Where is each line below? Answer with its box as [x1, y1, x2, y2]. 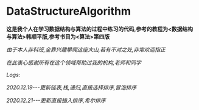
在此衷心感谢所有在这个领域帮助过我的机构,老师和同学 [6, 59, 142, 66]
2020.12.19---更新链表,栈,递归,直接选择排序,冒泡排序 [6, 84, 137, 91]
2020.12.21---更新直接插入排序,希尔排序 [6, 97, 106, 104]
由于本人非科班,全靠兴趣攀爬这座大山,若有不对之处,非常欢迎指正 [6, 46, 166, 53]
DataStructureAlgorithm [6, 4, 131, 18]
